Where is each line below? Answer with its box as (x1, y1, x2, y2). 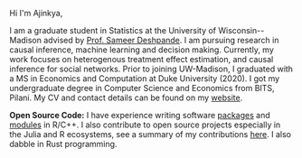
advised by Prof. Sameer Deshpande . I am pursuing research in (43, 35, 279, 45)
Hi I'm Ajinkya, (9, 8, 63, 18)
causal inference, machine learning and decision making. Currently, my (9, 44, 274, 55)
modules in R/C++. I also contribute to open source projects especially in (9, 119, 281, 130)
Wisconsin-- (218, 25, 265, 35)
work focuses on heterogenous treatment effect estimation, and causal (9, 54, 274, 64)
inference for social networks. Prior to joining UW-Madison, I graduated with (9, 63, 294, 74)
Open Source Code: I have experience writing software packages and (9, 110, 270, 120)
